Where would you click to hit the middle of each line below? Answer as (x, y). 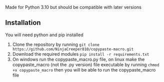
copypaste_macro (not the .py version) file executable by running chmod (86, 65)
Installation (23, 23)
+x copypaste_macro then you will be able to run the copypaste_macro (84, 70)
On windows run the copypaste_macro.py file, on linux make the (78, 59)
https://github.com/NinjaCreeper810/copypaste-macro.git (73, 49)
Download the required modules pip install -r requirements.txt (81, 54)
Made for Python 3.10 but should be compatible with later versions (73, 7)
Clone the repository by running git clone (56, 44)
